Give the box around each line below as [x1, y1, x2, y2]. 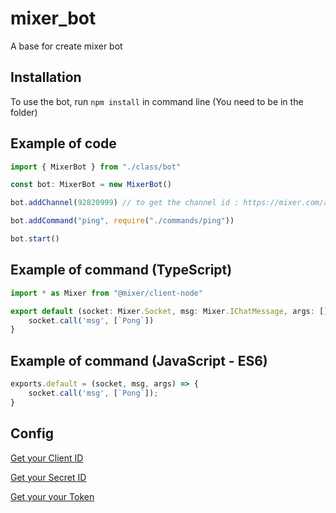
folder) [10, 106, 38, 118]
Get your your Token [10, 490, 95, 502]
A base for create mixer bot [10, 40, 123, 52]
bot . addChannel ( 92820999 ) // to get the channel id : [10, 198, 240, 208]
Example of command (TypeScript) [10, 262, 233, 279]
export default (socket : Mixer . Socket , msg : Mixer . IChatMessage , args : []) [10, 306, 333, 316]
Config [10, 425, 54, 442]
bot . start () [10, 234, 60, 244]
